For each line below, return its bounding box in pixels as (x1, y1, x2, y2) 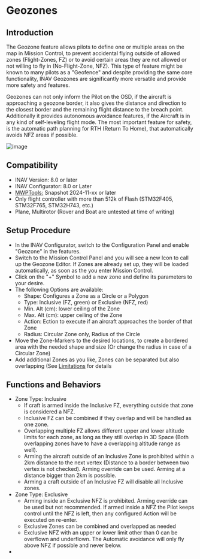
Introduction (6, 28, 54, 38)
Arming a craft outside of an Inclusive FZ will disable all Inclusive (23, 478, 184, 485)
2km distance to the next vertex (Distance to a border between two (23, 459, 190, 466)
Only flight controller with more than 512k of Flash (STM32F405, (14, 195, 174, 203)
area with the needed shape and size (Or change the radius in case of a (14, 343, 192, 350)
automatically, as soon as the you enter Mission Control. (14, 267, 154, 274)
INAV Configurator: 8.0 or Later (14, 182, 92, 189)
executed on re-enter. (23, 516, 78, 524)
